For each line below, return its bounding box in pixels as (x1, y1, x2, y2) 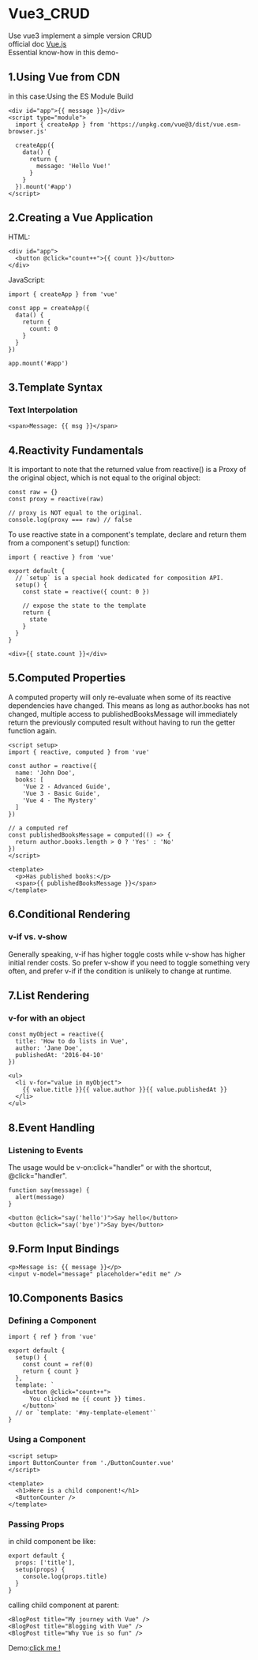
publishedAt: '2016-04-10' (15, 1051, 104, 1059)
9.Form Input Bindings (8, 1242, 120, 1256)
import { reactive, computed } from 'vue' (8, 748, 150, 756)
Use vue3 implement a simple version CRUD (8, 31, 152, 40)
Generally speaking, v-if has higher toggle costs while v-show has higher (8, 949, 246, 959)
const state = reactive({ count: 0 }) (22, 588, 150, 596)
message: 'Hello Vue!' (36, 162, 111, 170)
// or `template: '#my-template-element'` (15, 1409, 157, 1417)
